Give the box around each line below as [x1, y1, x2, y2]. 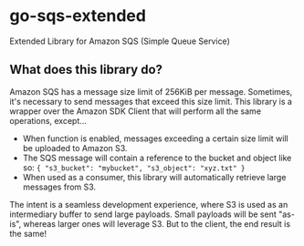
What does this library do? [9, 62, 162, 77]
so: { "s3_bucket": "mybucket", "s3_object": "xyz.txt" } [22, 161, 246, 173]
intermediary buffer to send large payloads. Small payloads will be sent [9, 209, 277, 220]
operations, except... [9, 115, 87, 126]
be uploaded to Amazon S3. [22, 142, 128, 153]
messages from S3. [22, 181, 97, 192]
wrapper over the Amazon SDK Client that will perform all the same [9, 106, 262, 117]
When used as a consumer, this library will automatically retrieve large [22, 171, 287, 182]
